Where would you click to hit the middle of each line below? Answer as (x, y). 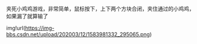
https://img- (40, 28)
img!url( (16, 28)
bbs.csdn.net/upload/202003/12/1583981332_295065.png (78, 34)
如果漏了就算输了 (27, 16)
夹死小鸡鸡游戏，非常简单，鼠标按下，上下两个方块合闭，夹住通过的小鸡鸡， (100, 9)
